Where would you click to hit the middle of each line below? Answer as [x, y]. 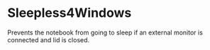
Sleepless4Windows [70, 13]
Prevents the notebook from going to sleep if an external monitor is [105, 32]
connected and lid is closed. [49, 39]
